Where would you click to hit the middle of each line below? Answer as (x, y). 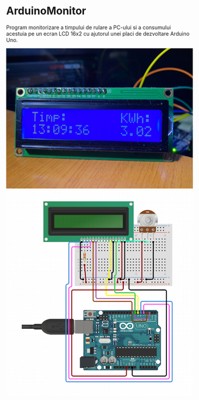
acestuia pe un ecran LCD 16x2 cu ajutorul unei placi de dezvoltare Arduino (98, 33)
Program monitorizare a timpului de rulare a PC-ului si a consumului (89, 27)
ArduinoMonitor (46, 11)
